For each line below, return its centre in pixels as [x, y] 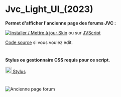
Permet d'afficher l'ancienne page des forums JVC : [61, 23]
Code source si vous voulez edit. [39, 42]
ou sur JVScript [85, 32]
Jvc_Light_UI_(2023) [49, 9]
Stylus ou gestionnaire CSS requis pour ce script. [58, 60]
